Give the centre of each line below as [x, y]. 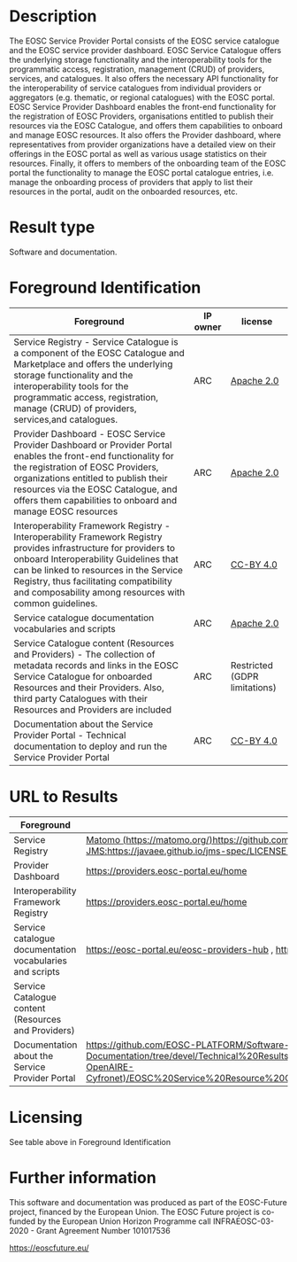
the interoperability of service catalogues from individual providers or [136, 88]
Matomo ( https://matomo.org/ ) [150, 839]
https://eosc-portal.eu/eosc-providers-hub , [180, 949]
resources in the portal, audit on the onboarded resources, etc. [124, 191]
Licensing [46, 1117]
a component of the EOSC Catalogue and [99, 353]
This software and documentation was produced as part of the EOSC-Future [148, 1202]
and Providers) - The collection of [84, 654]
